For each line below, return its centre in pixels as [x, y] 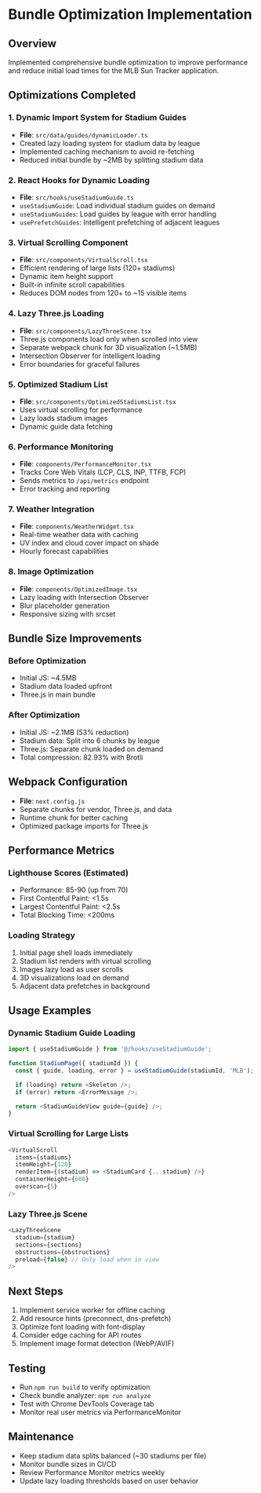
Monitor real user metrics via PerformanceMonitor [100, 1412]
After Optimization [44, 715]
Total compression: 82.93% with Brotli [81, 757]
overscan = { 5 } [36, 1187]
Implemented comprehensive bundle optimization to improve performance [128, 62]
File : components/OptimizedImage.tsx [78, 589]
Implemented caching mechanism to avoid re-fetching [107, 152]
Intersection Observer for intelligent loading [90, 356]
